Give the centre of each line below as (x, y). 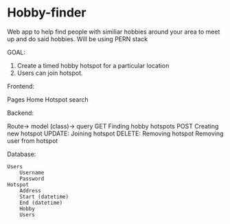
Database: (22, 154)
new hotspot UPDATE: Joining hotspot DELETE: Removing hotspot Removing (115, 133)
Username (32, 172)
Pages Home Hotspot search (48, 99)
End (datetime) (41, 203)
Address (30, 190)
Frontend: (21, 86)
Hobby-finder (47, 13)
